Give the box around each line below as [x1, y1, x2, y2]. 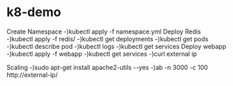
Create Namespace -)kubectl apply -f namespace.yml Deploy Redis [6, 27, 202, 36]
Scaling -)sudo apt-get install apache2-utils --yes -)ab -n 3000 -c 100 [6, 63, 209, 71]
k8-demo [6, 4, 61, 20]
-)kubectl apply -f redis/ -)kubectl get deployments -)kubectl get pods [6, 34, 209, 43]
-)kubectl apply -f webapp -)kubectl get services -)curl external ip [6, 50, 197, 58]
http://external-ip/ [6, 71, 58, 79]
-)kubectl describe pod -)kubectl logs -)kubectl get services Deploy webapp [6, 42, 227, 50]
